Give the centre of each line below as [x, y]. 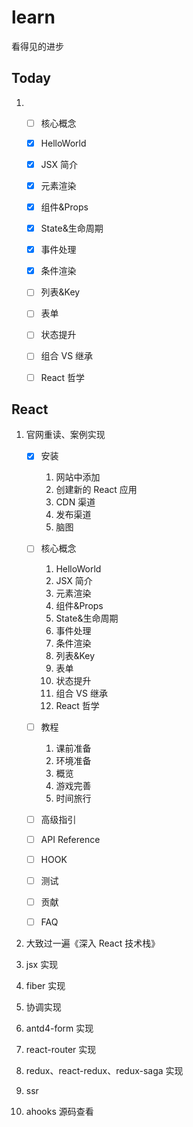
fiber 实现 [45, 985]
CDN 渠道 [75, 502]
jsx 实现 [42, 964]
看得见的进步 [37, 46]
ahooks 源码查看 [59, 1111]
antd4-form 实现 [59, 1028]
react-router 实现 [61, 1049]
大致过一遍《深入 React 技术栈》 [93, 943]
